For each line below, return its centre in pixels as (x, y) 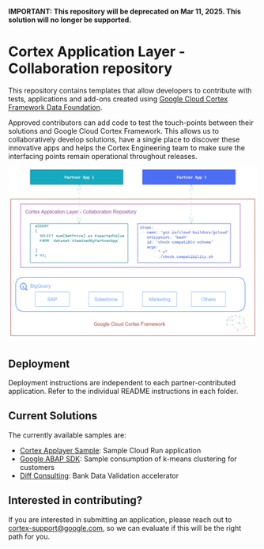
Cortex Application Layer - (97, 52)
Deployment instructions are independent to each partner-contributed (122, 383)
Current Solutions (53, 416)
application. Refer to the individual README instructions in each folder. (123, 392)
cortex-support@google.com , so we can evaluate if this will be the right (125, 528)
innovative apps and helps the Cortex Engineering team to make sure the (126, 148)
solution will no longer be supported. (70, 20)
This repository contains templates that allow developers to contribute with (130, 90)
